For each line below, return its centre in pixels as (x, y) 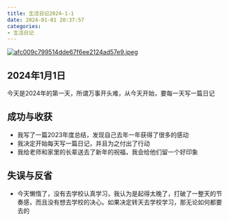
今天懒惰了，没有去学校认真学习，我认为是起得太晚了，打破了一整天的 (117, 194)
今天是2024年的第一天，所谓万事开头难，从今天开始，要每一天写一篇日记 (111, 93)
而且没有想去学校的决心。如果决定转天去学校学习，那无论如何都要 (129, 202)
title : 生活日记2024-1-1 (41, 13)
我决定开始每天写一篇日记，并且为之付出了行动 (83, 143)
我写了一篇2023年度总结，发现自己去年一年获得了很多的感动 (103, 135)
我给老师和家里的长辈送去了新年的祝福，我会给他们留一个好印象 (107, 152)
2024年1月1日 (36, 75)
